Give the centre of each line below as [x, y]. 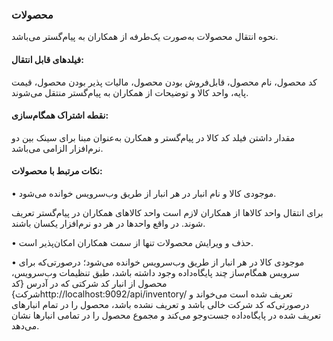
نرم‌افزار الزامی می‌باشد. [57, 148]
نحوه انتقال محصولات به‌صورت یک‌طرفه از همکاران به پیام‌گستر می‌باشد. [145, 37]
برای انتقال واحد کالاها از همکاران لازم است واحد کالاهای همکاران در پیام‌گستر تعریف [167, 212]
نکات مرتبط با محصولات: [57, 171]
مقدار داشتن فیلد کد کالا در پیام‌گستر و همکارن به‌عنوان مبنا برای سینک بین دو [153, 137]
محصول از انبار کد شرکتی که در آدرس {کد [89, 283]
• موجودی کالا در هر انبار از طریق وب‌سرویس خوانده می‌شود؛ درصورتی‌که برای [158, 262]
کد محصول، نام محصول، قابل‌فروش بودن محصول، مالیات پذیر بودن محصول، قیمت [164, 82]
